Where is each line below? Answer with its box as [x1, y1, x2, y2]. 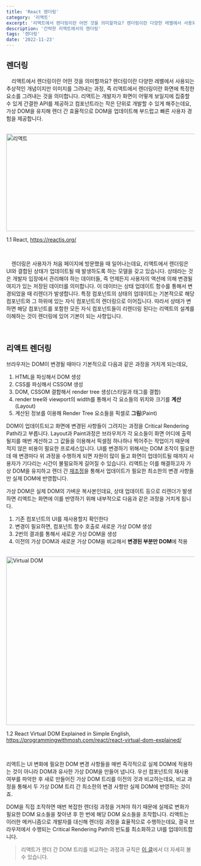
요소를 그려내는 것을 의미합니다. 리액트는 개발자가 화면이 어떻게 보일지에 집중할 [6, 92, 190, 100]
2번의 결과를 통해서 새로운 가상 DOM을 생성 [14, 530, 117, 537]
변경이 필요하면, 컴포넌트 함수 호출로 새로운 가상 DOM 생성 [14, 522, 153, 530]
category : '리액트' [6, 14, 51, 20]
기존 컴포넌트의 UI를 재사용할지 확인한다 [14, 515, 109, 522]
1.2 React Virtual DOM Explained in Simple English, [6, 730, 130, 737]
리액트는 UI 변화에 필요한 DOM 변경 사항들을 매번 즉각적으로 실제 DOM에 [6, 760, 177, 768]
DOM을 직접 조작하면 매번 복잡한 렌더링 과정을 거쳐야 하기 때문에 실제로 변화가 [6, 803, 190, 810]
